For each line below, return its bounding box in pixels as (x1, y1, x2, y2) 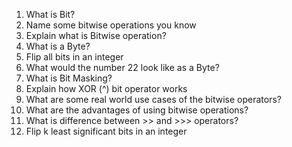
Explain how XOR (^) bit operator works (25, 83, 188, 94)
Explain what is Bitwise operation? (25, 30, 167, 41)
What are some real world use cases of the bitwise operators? (25, 94, 283, 105)
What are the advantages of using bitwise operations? (25, 104, 249, 116)
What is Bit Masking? (25, 72, 113, 84)
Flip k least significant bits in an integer (25, 125, 188, 137)
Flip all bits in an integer (25, 51, 124, 63)
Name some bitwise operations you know (25, 19, 197, 31)
